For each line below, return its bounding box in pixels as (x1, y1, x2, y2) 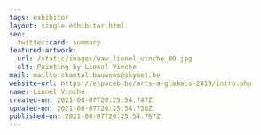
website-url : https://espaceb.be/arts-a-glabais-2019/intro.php (9, 79, 252, 88)
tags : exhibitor (9, 12, 69, 22)
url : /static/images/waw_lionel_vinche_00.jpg (17, 54, 193, 63)
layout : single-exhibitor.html (9, 21, 125, 30)
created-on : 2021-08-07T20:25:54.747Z (9, 95, 153, 105)
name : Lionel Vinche (9, 87, 86, 96)
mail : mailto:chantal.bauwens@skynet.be (9, 71, 162, 80)
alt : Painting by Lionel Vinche (17, 63, 138, 72)
